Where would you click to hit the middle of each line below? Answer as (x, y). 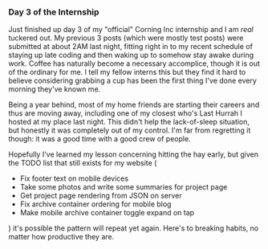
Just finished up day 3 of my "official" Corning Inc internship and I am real (131, 30)
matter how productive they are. (61, 237)
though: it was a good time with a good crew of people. (99, 139)
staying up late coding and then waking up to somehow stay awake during (131, 55)
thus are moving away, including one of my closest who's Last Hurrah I (125, 113)
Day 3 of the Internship (54, 12)
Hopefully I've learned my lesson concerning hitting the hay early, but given (134, 154)
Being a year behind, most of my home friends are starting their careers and (134, 105)
